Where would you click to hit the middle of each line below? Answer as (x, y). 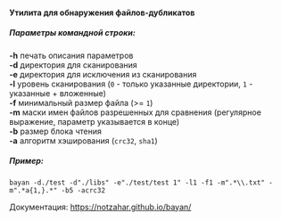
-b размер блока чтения (56, 131)
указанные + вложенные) (58, 93)
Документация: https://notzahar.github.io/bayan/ (100, 207)
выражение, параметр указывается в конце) (95, 121)
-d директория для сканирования (74, 65)
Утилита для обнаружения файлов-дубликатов (102, 12)
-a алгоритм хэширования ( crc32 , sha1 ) (83, 140)
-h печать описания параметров (71, 55)
